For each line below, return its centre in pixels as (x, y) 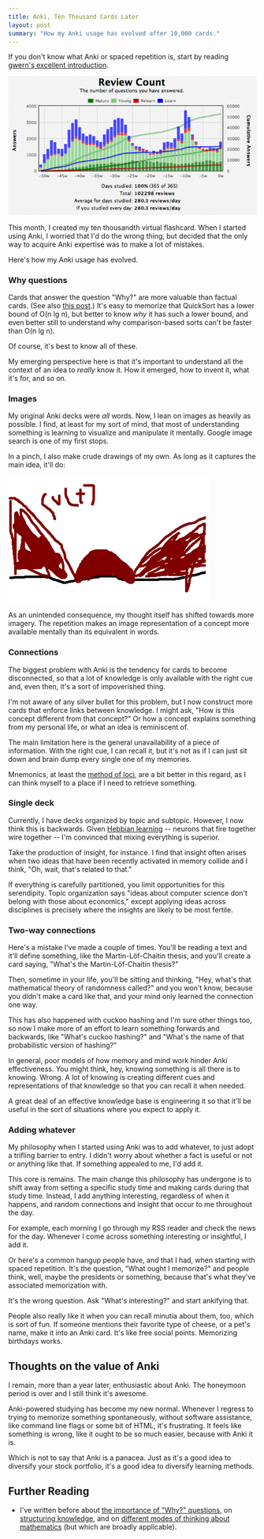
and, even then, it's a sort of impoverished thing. (87, 686)
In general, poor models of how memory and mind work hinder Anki (118, 1061)
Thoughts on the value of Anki (84, 1366)
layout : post (30, 25)
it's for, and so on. (37, 378)
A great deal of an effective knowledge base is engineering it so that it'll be (130, 1101)
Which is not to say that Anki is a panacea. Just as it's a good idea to (120, 1458)
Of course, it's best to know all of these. (73, 346)
